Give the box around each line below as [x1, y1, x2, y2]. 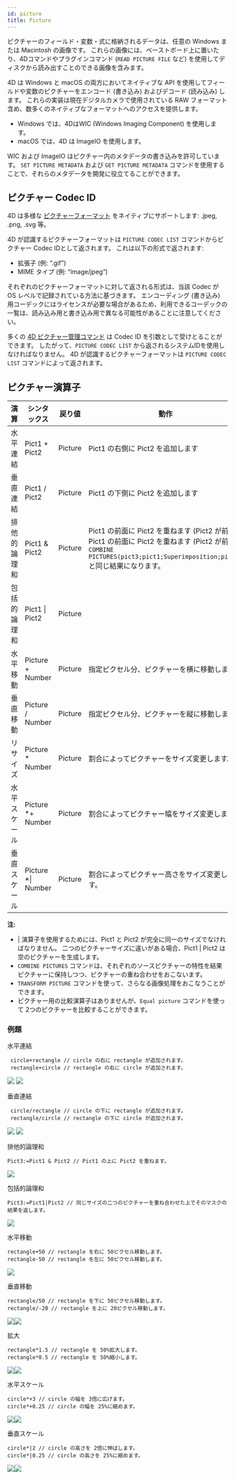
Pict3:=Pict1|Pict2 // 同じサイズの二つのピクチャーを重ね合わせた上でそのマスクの [7, 1199, 227, 1206]
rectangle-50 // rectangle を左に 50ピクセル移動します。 [7, 1256, 166, 1263]
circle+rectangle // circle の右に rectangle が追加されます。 [10, 1057, 187, 1064]
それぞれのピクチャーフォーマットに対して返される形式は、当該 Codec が [7, 282, 219, 291]
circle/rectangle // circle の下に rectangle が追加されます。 [10, 1107, 187, 1115]
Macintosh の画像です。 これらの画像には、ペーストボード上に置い [20, 46, 213, 54]
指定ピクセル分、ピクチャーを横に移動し [88, 664, 222, 674]
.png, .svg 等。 [7, 220, 50, 229]
